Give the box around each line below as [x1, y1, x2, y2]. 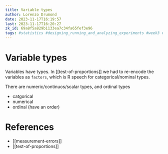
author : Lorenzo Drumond [5, 12, 57, 17]
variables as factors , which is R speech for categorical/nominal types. [5, 73, 150, 80]
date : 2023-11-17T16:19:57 [5, 16, 61, 21]
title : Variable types [5, 7, 52, 12]
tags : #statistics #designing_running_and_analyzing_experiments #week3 [5, 30, 160, 35]
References [5, 121, 54, 133]
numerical [12, 98, 33, 104]
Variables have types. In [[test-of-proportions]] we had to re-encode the [5, 68, 154, 74]
